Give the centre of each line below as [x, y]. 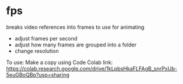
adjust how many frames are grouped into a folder [76, 45]
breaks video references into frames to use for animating [75, 27]
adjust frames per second [46, 38]
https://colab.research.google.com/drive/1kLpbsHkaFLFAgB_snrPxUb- [92, 68]
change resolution [37, 51]
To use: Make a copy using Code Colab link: [60, 62]
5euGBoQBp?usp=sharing [38, 75]
